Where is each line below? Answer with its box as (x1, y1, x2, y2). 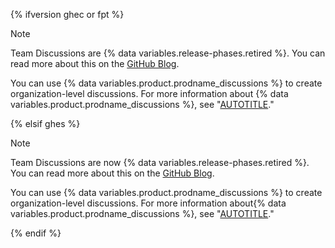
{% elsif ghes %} (10, 118, 81, 129)
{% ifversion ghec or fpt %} (10, 9, 125, 20)
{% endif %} (10, 227, 62, 239)
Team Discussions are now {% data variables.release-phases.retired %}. (10, 157, 310, 168)
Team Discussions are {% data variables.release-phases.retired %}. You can (10, 47, 326, 59)
